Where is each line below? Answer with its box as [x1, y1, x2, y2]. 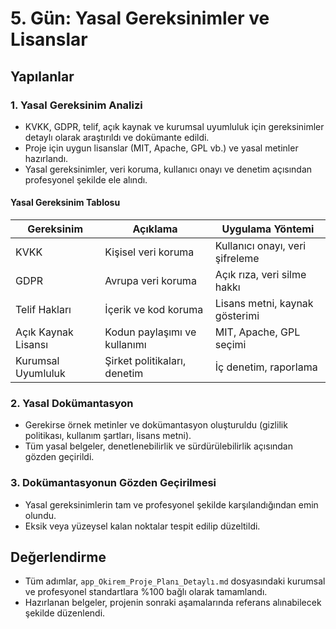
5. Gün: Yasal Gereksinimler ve [10, 7, 270, 30]
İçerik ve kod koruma [104, 303, 204, 317]
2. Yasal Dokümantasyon [10, 397, 134, 410]
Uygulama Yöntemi [221, 222, 315, 236]
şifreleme [214, 252, 260, 266]
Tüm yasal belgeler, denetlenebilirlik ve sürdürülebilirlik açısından [24, 440, 293, 452]
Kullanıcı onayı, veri [214, 239, 307, 253]
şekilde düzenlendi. [24, 607, 106, 619]
